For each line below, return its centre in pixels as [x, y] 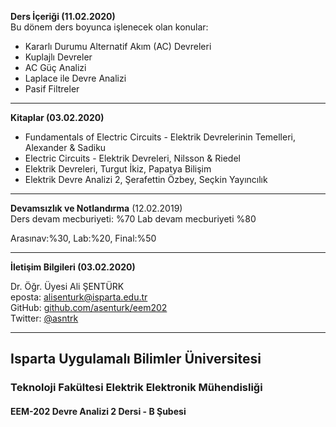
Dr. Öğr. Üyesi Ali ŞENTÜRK [67, 286]
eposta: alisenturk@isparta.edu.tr [79, 297]
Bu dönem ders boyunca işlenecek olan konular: [109, 27]
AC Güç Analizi [55, 67]
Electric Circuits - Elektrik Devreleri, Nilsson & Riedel [132, 158]
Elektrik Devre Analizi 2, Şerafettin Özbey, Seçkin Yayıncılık [146, 179]
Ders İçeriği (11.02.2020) [63, 16]
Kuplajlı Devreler [58, 57]
